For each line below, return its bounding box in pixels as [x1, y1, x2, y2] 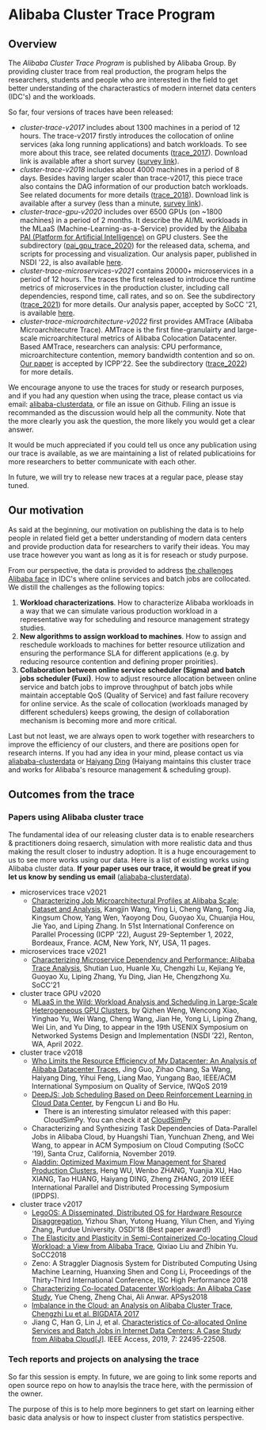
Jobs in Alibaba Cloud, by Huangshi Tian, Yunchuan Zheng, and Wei [31, 1132, 255, 1141]
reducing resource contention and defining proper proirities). [19, 656, 218, 666]
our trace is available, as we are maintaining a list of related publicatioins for [8, 448, 256, 458]
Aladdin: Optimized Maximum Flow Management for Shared [31, 1157, 226, 1167]
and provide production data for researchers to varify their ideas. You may [8, 541, 250, 551]
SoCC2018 [31, 1250, 67, 1259]
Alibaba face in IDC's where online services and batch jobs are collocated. [8, 574, 251, 583]
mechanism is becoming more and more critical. [19, 716, 177, 725]
